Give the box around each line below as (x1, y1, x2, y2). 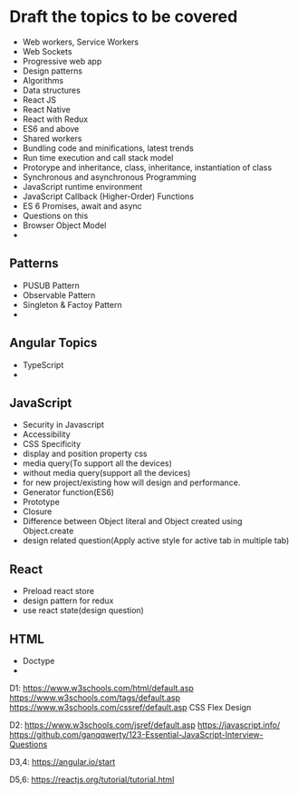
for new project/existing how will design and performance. (22, 477, 241, 488)
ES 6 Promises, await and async (22, 200, 142, 211)
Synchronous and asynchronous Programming (22, 171, 197, 183)
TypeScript (22, 359, 64, 370)
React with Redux (22, 114, 89, 124)
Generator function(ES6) (22, 487, 115, 498)
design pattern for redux (22, 595, 114, 606)
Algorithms (22, 74, 64, 85)
